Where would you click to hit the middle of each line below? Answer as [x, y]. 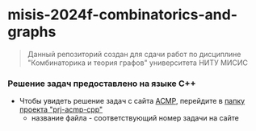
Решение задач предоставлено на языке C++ [102, 84]
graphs [32, 32]
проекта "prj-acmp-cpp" [61, 109]
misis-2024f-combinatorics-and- [122, 15]
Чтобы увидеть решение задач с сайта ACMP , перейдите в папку [132, 101]
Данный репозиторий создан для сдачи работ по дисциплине [134, 54]
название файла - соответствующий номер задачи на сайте [135, 118]
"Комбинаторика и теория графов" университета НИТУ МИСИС [137, 63]
